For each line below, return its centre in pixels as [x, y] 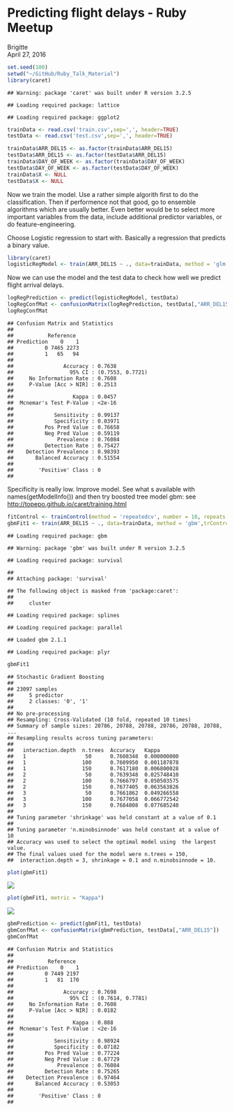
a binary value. [29, 245]
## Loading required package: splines [63, 615]
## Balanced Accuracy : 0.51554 [63, 458]
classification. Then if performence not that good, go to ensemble [102, 202]
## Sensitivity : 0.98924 [63, 1041]
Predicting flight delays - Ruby [97, 13]
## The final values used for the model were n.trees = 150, [98, 854]
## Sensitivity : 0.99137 [63, 415]
